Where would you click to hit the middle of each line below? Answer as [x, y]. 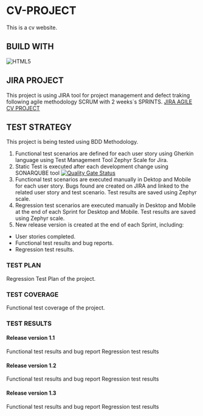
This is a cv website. [32, 27]
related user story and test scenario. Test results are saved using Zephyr [106, 192]
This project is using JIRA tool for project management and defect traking [98, 95]
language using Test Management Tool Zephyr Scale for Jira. [91, 160]
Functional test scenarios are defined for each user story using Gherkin [104, 153]
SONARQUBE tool [37, 173]
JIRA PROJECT [35, 81]
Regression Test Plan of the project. [51, 278]
